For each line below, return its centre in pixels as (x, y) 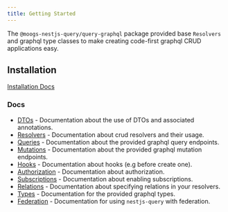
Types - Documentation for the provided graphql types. (96, 194)
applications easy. (33, 48)
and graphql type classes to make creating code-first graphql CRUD (104, 41)
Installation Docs (31, 87)
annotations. (35, 127)
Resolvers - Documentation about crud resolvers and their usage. (111, 134)
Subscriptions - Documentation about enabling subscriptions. (105, 179)
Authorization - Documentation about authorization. (91, 172)
